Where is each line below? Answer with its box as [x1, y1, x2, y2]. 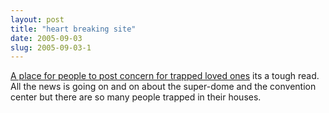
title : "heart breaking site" [10, 24, 137, 34]
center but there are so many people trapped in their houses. [10, 91, 262, 103]
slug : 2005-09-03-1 [10, 42, 92, 53]
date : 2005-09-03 [10, 33, 83, 43]
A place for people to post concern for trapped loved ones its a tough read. [10, 70, 320, 82]
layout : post [10, 14, 65, 25]
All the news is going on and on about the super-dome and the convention [10, 81, 317, 93]
